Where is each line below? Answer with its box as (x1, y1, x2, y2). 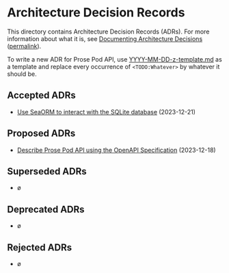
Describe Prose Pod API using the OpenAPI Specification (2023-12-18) (16, 146, 217, 154)
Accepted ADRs (7, 90, 77, 101)
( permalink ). (7, 42, 42, 50)
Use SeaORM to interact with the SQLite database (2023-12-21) (16, 107, 196, 116)
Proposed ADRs (7, 128, 76, 140)
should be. (7, 70, 38, 78)
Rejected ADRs (7, 242, 72, 253)
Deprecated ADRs (7, 203, 85, 215)
